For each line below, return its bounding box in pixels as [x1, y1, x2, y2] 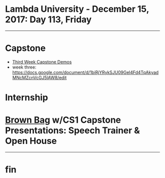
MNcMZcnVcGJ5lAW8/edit [12, 74, 67, 80]
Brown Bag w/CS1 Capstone [5, 114, 121, 126]
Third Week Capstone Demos [12, 59, 72, 65]
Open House [5, 136, 57, 146]
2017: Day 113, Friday [5, 14, 92, 25]
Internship [5, 92, 48, 103]
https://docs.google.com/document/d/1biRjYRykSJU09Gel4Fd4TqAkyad [12, 69, 159, 75]
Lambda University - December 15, [5, 3, 149, 15]
